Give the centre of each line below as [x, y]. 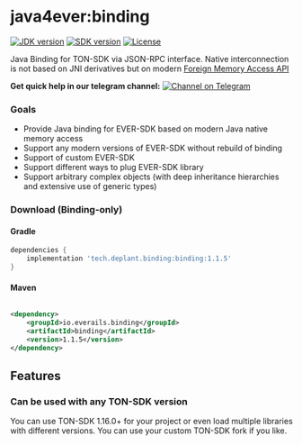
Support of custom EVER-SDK [79, 158]
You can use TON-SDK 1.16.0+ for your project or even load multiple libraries [151, 422]
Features [36, 376]
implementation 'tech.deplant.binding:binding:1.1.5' [129, 259]
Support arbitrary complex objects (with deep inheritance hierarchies [151, 177]
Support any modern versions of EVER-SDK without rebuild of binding [152, 148]
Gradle [23, 231]
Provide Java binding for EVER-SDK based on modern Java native [146, 129]
